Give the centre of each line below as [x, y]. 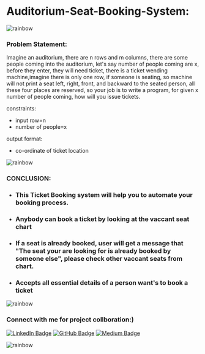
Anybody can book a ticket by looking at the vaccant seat [102, 219]
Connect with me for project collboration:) [70, 320]
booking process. [42, 202]
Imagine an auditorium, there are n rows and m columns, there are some [97, 58]
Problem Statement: [37, 44]
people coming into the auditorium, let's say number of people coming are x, [103, 64]
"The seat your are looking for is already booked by [93, 251]
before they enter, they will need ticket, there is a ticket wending [87, 71]
